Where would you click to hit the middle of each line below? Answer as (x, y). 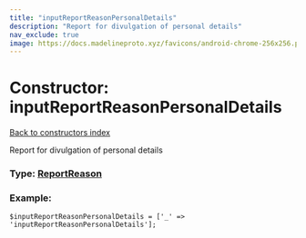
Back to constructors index (60, 133)
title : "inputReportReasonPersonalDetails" (93, 18)
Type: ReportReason (56, 174)
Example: (31, 198)
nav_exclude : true (44, 35)
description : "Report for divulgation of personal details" (126, 26)
